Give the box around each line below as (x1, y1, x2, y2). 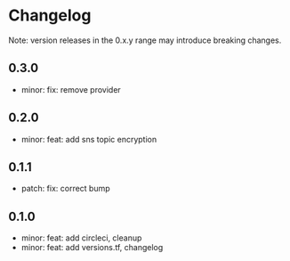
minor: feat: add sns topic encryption (20, 134, 157, 144)
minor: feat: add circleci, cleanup (20, 232, 142, 243)
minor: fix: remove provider (20, 84, 121, 94)
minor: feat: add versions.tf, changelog (20, 242, 164, 253)
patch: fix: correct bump (20, 184, 110, 194)
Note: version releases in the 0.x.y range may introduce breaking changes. (8, 35, 282, 45)
